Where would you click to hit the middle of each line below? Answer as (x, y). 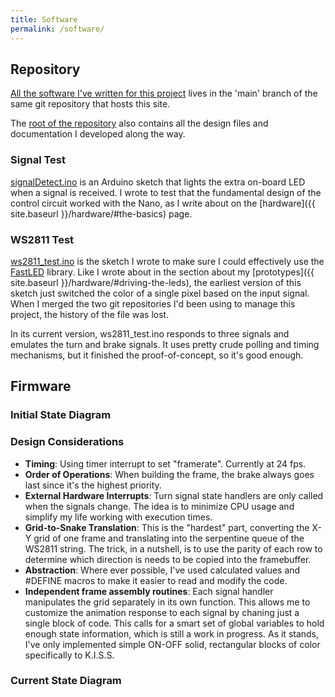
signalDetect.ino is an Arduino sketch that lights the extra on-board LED (158, 182)
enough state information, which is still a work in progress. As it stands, (172, 633)
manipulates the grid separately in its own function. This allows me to (167, 602)
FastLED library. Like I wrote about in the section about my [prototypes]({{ (162, 272)
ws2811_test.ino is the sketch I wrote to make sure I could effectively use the (167, 261)
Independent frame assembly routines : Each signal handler (149, 591)
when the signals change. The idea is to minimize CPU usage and (159, 506)
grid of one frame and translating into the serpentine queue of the (169, 538)
